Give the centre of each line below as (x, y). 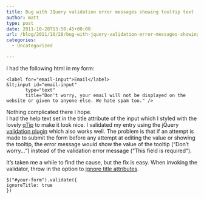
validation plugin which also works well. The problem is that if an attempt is (100, 131)
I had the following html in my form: (50, 68)
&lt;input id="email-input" (42, 85)
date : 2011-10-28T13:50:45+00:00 (49, 29)
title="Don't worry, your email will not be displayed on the (106, 95)
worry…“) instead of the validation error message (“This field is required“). (99, 150)
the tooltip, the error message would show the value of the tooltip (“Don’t (98, 144)
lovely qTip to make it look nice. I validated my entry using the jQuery (93, 124)
